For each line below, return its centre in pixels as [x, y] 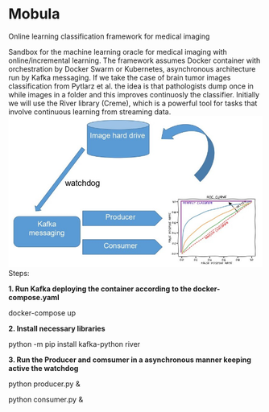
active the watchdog [43, 369]
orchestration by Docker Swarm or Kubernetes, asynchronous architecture [132, 68]
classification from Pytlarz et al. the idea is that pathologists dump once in [131, 86]
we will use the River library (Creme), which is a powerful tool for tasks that [133, 103]
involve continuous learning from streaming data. [90, 111]
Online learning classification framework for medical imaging [109, 36]
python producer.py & [44, 384]
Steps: [19, 274]
